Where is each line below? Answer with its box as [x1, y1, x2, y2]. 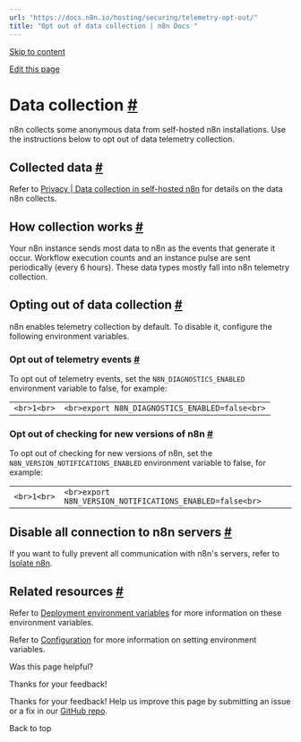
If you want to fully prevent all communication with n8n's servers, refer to [9, 548, 280, 559]
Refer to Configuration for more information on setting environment [9, 634, 257, 645]
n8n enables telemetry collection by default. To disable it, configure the [9, 321, 273, 332]
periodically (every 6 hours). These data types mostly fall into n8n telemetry [9, 262, 289, 273]
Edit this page [9, 64, 60, 74]
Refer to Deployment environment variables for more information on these [9, 608, 282, 618]
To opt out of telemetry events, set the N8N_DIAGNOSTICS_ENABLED [9, 374, 245, 384]
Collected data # [9, 160, 103, 175]
